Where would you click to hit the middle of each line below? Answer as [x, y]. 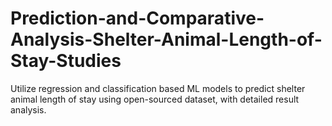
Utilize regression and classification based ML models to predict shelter [158, 88]
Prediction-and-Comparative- [137, 18]
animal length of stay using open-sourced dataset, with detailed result [155, 99]
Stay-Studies [66, 61]
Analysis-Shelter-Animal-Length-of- [166, 39]
